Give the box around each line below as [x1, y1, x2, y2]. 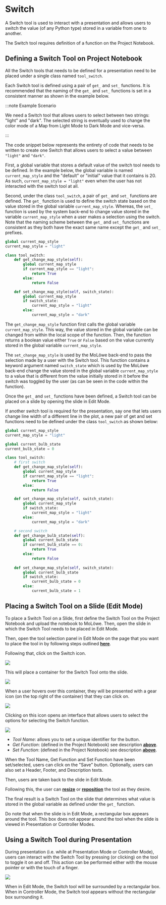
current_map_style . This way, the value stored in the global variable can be [5, 326, 158, 333]
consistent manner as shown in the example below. [5, 93, 110, 99]
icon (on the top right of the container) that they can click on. [5, 693, 130, 699]
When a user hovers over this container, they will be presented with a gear [5, 688, 157, 694]
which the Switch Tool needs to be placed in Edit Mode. [5, 625, 119, 631]
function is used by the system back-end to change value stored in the [5, 208, 150, 214]
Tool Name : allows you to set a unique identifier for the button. [12, 736, 140, 742]
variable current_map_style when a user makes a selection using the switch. [5, 214, 161, 220]
